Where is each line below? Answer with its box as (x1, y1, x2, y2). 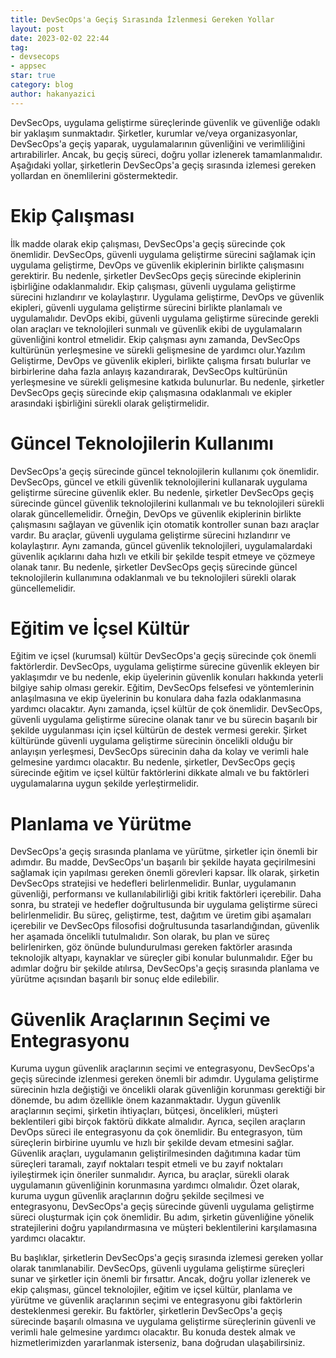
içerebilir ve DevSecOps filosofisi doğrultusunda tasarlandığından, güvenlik (10, 920, 320, 932)
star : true (10, 71, 56, 81)
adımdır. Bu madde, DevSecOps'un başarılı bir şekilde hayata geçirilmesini (10, 856, 316, 868)
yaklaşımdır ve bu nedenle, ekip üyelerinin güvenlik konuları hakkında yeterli (10, 671, 324, 683)
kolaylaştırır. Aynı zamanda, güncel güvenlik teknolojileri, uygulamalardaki (10, 539, 313, 551)
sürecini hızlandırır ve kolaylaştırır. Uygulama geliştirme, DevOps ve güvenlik (10, 291, 325, 303)
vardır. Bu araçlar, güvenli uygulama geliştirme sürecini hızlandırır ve (10, 529, 291, 541)
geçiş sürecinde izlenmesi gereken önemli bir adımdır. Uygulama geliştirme (10, 1073, 319, 1085)
